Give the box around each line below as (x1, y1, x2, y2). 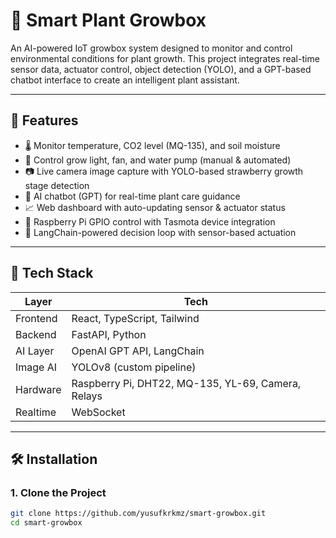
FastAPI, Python (71, 327, 147, 341)
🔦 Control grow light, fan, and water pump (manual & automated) (24, 154, 292, 166)
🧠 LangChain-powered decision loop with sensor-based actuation (24, 226, 297, 238)
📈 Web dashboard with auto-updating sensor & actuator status (24, 201, 286, 213)
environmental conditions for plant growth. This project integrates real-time (10, 52, 320, 64)
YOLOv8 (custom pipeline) (71, 360, 197, 374)
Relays (71, 389, 103, 403)
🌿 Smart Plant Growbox (10, 9, 207, 32)
